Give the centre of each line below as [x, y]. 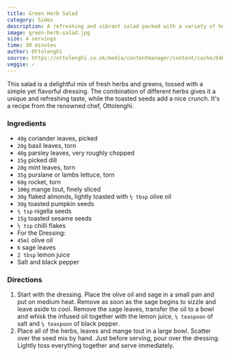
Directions [25, 279]
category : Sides [30, 20]
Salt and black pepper [48, 262]
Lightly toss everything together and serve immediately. [95, 346]
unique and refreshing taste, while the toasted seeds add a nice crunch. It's [114, 98]
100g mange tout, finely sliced [59, 189]
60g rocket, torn [39, 181]
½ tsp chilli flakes [41, 225]
